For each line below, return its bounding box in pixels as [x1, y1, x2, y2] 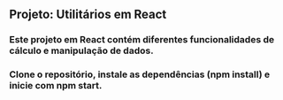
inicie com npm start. [9, 80, 103, 92]
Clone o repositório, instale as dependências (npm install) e [9, 68, 271, 81]
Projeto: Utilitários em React [9, 7, 167, 22]
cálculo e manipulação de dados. [9, 44, 154, 57]
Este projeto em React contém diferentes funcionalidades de [9, 34, 275, 46]
